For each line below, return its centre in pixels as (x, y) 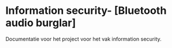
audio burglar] (41, 23)
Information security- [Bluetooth (86, 11)
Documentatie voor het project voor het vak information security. (84, 39)
